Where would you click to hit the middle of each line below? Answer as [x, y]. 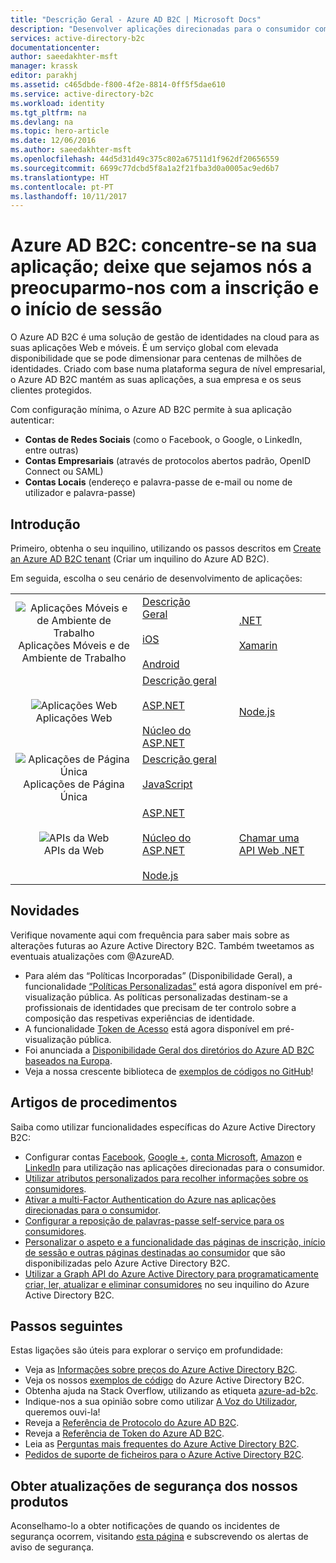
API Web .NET [271, 850]
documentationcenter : [55, 47]
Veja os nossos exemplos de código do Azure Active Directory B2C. [164, 1380]
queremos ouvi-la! [62, 1412]
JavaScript [167, 784]
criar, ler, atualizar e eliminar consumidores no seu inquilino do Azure [167, 1284]
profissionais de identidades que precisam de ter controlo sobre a [160, 1007]
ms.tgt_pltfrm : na [48, 112]
